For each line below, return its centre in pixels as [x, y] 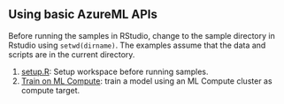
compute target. [50, 90]
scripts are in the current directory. [72, 54]
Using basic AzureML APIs [83, 15]
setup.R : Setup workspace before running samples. [115, 71]
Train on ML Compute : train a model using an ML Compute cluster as [146, 81]
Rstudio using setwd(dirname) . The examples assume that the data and [137, 45]
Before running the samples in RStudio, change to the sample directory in [142, 35]
